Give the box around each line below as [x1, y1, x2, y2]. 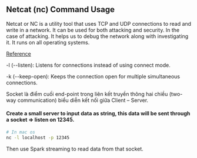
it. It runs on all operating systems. [6, 39, 90, 46]
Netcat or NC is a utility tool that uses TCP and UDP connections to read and [6, 20, 192, 27]
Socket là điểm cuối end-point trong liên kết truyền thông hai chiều [6, 90, 168, 97]
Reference [6, 50, 31, 57]
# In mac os [6, 129, 35, 135]
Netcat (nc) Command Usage [6, 5, 115, 15]
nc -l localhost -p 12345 [6, 135, 69, 140]
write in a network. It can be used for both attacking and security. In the [6, 26, 180, 33]
